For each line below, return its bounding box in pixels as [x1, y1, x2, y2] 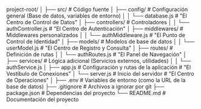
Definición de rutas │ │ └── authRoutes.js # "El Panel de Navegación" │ [6, 51, 187, 58]
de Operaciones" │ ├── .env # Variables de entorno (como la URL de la [6, 76, 186, 84]
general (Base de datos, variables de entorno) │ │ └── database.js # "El [6, 12, 187, 19]
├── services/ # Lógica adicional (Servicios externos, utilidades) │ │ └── [6, 58, 191, 64]
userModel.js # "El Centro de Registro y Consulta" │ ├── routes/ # [6, 44, 173, 51]
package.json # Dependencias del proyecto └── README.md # [6, 90, 166, 96]
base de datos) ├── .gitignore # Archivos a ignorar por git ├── [6, 83, 165, 90]
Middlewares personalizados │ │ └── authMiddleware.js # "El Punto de [6, 31, 185, 39]
